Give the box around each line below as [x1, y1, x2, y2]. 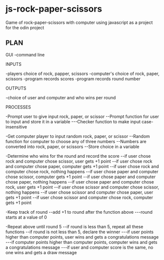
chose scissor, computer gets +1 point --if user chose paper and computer [5, 174, 156, 180]
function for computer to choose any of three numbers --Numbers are [5, 138, 147, 144]
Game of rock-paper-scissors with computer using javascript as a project [5, 19, 153, 25]
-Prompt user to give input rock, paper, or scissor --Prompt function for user [5, 113, 159, 119]
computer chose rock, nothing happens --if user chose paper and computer [5, 168, 159, 174]
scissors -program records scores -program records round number [5, 75, 141, 81]
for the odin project [5, 24, 44, 30]
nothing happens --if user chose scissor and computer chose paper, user [5, 189, 153, 195]
